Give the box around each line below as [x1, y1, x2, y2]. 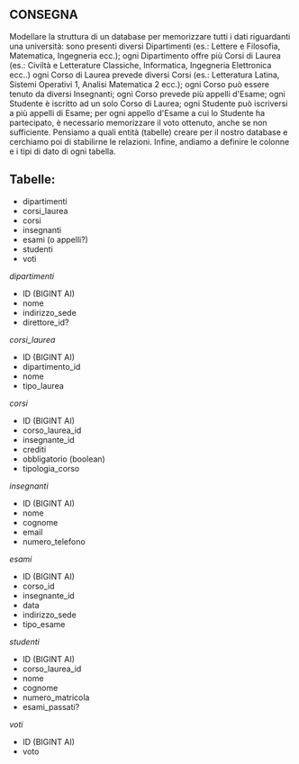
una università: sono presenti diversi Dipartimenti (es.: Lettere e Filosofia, [9, 40, 281, 51]
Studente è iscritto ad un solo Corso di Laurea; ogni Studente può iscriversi [9, 98, 288, 109]
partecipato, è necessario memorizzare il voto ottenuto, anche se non [9, 117, 267, 128]
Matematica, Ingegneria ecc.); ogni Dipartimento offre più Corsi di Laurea [9, 49, 281, 61]
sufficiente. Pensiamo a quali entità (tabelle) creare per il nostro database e [9, 126, 288, 138]
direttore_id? [22, 317, 69, 328]
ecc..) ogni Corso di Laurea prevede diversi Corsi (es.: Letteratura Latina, [9, 69, 280, 80]
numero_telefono [22, 535, 86, 547]
